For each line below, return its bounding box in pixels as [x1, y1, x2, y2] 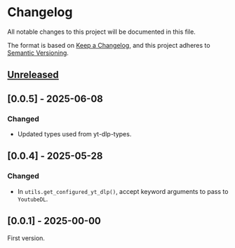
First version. [7, 233, 46, 242]
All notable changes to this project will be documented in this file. [7, 27, 196, 36]
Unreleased [7, 69, 60, 81]
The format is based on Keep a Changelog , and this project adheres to [7, 41, 210, 49]
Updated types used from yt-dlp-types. [17, 130, 132, 138]
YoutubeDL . [17, 195, 48, 203]
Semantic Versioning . [7, 48, 69, 57]
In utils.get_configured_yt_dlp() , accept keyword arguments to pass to [17, 187, 229, 195]
